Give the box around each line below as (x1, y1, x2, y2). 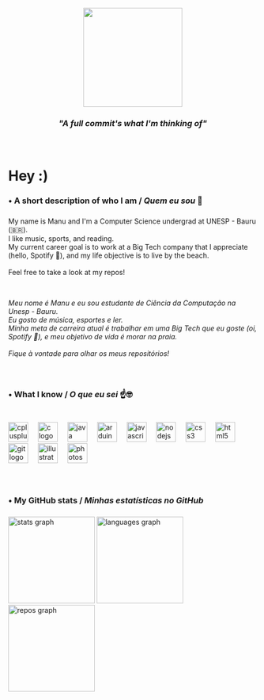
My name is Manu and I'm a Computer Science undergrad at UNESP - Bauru (8, 216, 257, 226)
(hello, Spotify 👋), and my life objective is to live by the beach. (8, 251, 209, 260)
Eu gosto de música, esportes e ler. (8, 315, 123, 324)
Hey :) (8, 167, 49, 185)
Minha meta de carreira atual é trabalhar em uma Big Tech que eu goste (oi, (8, 323, 257, 333)
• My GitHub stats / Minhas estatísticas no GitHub (8, 495, 204, 506)
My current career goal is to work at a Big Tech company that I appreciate (8, 242, 249, 251)
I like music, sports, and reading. (8, 233, 115, 243)
